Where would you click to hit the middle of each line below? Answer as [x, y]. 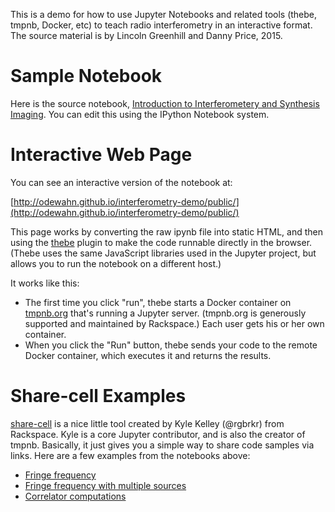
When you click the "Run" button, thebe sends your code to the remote [171, 345]
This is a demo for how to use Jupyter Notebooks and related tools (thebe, [164, 14]
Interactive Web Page [101, 155]
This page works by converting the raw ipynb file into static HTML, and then [167, 231]
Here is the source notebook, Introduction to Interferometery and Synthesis [165, 103]
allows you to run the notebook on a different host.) [116, 263]
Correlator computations [75, 496]
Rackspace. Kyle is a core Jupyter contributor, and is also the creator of [158, 434]
